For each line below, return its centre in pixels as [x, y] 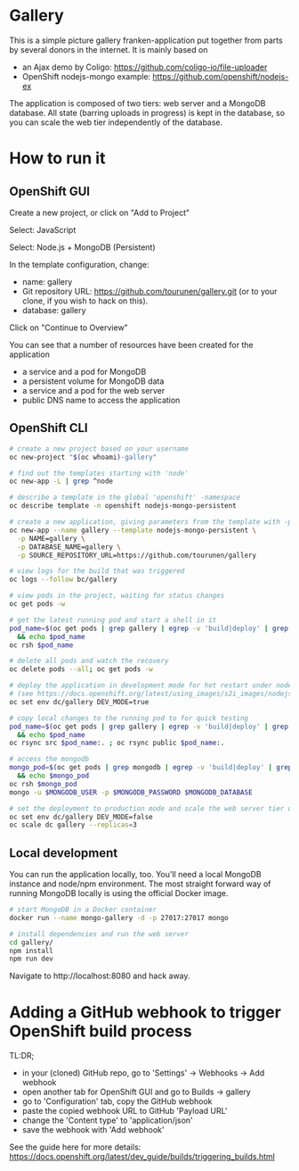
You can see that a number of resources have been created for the [131, 345]
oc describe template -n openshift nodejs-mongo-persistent [123, 506]
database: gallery [54, 310]
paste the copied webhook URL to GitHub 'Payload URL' [125, 1111]
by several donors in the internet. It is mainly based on [109, 49]
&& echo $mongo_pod [53, 776]
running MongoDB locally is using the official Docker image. [119, 893]
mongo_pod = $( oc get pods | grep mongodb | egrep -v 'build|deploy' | [141, 768]
